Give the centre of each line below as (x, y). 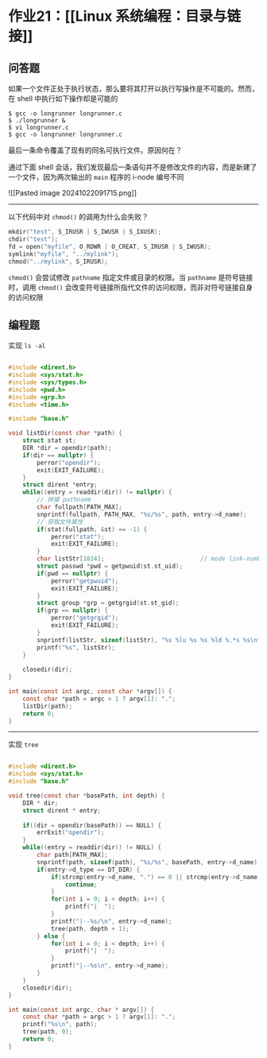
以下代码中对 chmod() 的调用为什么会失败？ (78, 217)
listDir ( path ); (48, 706)
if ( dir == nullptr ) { (58, 455)
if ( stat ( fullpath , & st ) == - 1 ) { (92, 529)
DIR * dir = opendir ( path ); (67, 448)
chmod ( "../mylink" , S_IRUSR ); (58, 262)
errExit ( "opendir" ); (71, 833)
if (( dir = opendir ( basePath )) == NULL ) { (92, 825)
